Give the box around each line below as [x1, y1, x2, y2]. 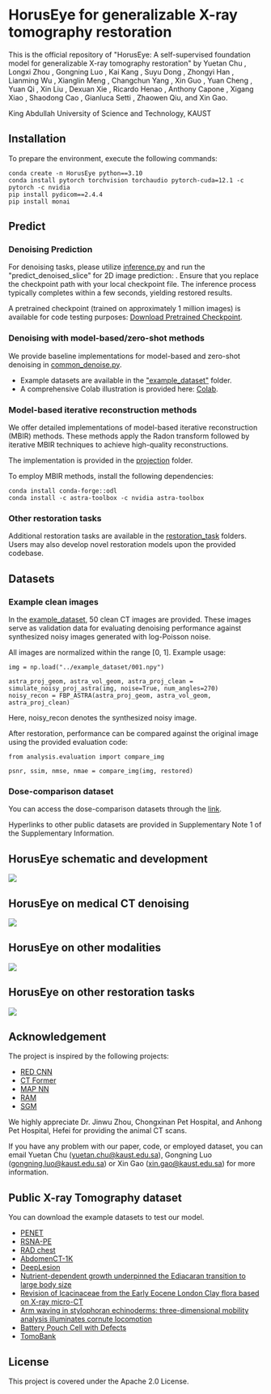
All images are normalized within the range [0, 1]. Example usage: [8, 648, 227, 657]
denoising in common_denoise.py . [8, 359, 122, 370]
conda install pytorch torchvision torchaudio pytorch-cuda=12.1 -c [8, 176, 244, 184]
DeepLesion [19, 1263, 61, 1272]
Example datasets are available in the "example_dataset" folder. [19, 375, 232, 385]
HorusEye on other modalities [8, 941, 162, 955]
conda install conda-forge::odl [8, 487, 117, 495]
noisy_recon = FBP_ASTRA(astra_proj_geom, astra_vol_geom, [8, 691, 212, 700]
